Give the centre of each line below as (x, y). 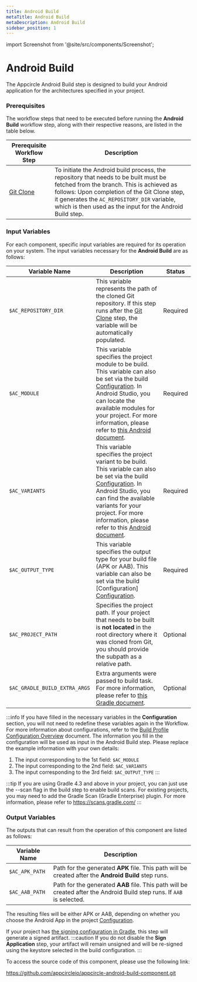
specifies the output (123, 552)
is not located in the (123, 627)
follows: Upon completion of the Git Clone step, (120, 192)
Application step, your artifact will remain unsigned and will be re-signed (94, 944)
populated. (111, 339)
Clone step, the (117, 318)
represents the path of (126, 288)
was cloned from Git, (125, 641)
